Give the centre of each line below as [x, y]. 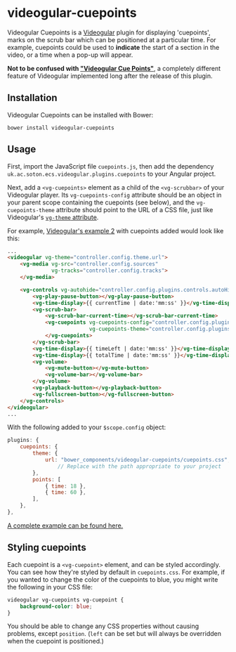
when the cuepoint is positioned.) [55, 641]
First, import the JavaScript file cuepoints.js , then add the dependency [111, 166]
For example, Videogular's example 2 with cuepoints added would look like [116, 230]
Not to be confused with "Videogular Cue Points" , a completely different [114, 68]
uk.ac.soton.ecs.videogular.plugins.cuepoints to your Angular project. [112, 174]
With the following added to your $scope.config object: [87, 427]
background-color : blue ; [56, 606]
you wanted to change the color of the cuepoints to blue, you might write [113, 579]
